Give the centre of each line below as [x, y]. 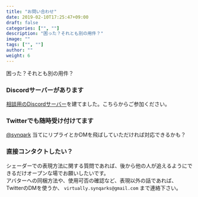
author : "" [20, 50]
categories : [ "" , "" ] [33, 28]
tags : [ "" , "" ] [25, 45]
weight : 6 [18, 56]
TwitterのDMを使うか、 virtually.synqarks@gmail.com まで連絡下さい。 [94, 188]
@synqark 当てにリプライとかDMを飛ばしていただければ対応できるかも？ [96, 135]
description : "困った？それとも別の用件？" [55, 34]
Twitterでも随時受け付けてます [50, 121]
